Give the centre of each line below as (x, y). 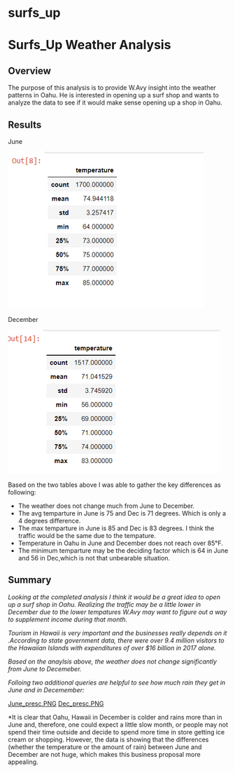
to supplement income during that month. (68, 619)
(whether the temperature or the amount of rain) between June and (105, 747)
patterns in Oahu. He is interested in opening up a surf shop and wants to (114, 95)
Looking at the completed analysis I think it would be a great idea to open (114, 597)
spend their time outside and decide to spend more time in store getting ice (116, 732)
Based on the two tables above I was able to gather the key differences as (114, 485)
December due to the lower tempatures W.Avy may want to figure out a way (117, 612)
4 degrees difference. (49, 521)
